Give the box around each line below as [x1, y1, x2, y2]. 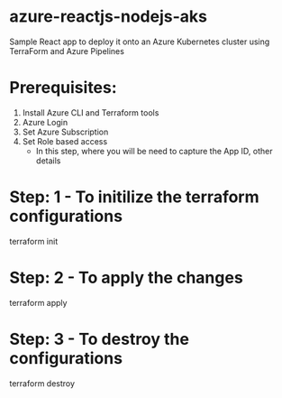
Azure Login [22, 116, 68, 127]
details [35, 155, 61, 166]
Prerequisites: [9, 78, 117, 98]
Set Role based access [22, 135, 108, 146]
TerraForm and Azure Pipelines [9, 45, 124, 56]
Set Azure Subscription [22, 126, 109, 137]
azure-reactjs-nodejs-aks [9, 6, 207, 27]
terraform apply [9, 297, 68, 308]
